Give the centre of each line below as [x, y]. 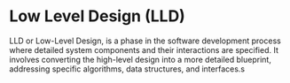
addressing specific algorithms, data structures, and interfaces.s [127, 69]
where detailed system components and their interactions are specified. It [144, 49]
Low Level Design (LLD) [98, 16]
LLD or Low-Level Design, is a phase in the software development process [145, 41]
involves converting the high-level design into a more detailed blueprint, [141, 59]
